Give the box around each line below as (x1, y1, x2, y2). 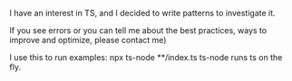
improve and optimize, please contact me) (9, 35, 167, 45)
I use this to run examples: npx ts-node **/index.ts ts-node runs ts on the (9, 52, 283, 62)
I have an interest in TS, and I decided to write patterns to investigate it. (9, 8, 276, 18)
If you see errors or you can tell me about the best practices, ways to (9, 25, 268, 35)
